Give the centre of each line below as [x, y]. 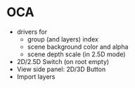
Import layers [36, 76]
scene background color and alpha [78, 46]
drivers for [32, 32]
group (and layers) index [63, 39]
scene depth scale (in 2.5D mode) [76, 54]
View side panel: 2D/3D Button [61, 69]
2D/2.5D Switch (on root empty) [63, 61]
